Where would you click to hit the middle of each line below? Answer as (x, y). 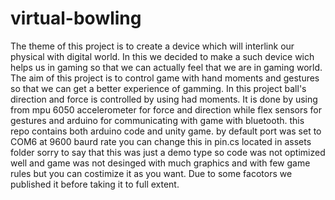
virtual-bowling (76, 18)
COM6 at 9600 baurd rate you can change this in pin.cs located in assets (161, 141)
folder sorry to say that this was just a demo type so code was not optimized (168, 152)
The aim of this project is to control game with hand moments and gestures (165, 78)
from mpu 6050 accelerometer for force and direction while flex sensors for (166, 109)
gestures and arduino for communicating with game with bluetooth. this (157, 120)
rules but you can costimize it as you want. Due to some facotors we (151, 173)
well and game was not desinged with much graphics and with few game (160, 163)
